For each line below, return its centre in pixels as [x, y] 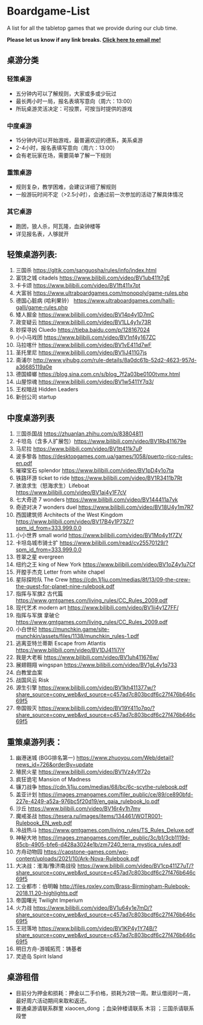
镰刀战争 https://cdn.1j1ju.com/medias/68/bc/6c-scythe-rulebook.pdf [101, 787]
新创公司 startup [36, 397]
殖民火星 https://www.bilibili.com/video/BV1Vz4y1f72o [83, 771]
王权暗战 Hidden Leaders [47, 389]
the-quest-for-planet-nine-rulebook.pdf [65, 586]
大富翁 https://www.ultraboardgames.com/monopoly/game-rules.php [102, 293]
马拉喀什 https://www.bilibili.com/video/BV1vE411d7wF [83, 345]
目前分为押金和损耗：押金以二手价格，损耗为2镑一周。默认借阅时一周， [105, 993]
